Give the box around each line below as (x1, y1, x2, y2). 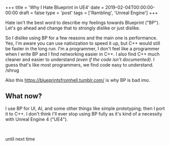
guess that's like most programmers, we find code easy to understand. (5, 62, 154, 68)
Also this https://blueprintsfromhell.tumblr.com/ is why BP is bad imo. (5, 77, 151, 83)
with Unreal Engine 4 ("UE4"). (5, 116, 68, 122)
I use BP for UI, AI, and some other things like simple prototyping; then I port (5, 105, 165, 111)
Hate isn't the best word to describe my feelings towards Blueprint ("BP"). (5, 20, 160, 25)
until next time (5, 136, 35, 142)
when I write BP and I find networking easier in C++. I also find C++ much (5, 51, 160, 57)
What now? (5, 92, 42, 101)
